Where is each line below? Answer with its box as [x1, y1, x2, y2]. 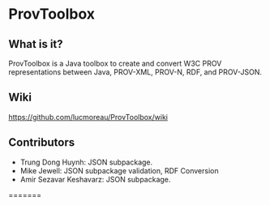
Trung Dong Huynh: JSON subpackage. [19, 157, 153, 167]
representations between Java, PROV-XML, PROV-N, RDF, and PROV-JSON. [8, 67, 262, 77]
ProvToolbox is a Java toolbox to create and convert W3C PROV [8, 58, 222, 68]
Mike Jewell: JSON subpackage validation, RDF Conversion [19, 165, 219, 175]
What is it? [8, 37, 63, 51]
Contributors [8, 135, 75, 150]
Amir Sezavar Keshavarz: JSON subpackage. [19, 174, 171, 184]
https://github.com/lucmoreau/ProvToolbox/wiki [8, 112, 169, 122]
